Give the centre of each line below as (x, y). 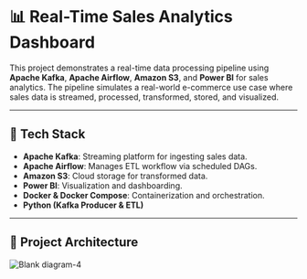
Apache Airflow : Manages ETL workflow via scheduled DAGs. (140, 166)
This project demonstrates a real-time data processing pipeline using (139, 68)
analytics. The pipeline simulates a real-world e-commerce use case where (151, 87)
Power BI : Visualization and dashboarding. (102, 185)
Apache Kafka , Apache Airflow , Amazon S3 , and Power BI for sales (139, 77)
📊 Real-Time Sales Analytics (121, 17)
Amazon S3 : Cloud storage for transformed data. (115, 176)
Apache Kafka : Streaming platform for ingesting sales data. (135, 156)
